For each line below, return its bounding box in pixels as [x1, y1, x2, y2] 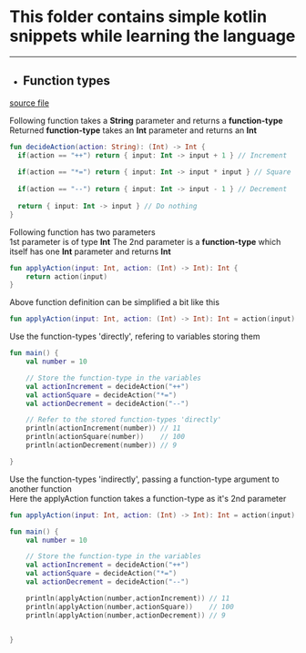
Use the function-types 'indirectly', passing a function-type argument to [9, 474, 280, 485]
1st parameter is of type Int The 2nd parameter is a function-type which [9, 236, 281, 247]
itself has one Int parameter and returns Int [9, 246, 171, 257]
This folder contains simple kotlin [9, 6, 267, 27]
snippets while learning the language [9, 26, 296, 46]
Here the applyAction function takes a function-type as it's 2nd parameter [9, 493, 287, 504]
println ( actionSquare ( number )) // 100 [25, 433, 185, 442]
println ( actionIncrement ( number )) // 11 [25, 423, 181, 434]
